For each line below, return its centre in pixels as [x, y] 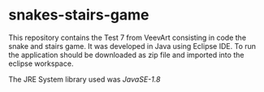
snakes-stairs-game [79, 15]
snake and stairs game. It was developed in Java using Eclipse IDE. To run [132, 46]
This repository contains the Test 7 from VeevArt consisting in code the [127, 37]
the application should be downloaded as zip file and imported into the [126, 55]
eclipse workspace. [41, 64]
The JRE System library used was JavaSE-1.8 [84, 79]
